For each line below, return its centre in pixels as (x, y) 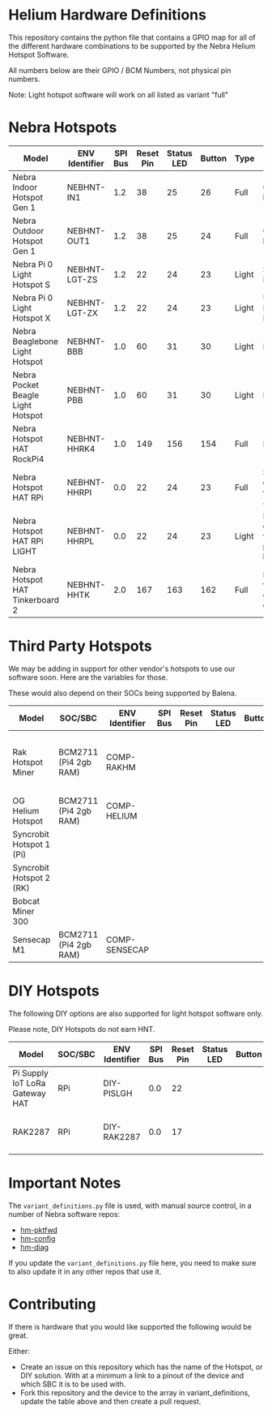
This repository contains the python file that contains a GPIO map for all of (132, 37)
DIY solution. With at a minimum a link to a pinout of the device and (132, 1375)
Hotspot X (32, 318)
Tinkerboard (36, 600)
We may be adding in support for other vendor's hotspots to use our (122, 668)
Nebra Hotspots (63, 128)
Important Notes (65, 1183)
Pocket (25, 385)
